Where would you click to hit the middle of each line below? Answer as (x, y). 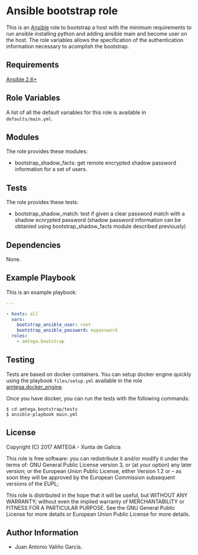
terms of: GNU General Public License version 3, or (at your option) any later (99, 465)
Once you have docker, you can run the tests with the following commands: (98, 398)
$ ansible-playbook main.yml (42, 414)
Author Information (42, 532)
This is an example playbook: (42, 292)
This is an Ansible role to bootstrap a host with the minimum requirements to (99, 27)
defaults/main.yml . (30, 118)
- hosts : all (22, 314)
